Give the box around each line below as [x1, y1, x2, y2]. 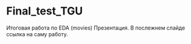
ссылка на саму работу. [6, 30, 68, 37]
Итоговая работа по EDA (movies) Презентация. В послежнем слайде [6, 24, 186, 31]
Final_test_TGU [6, 4, 83, 18]
